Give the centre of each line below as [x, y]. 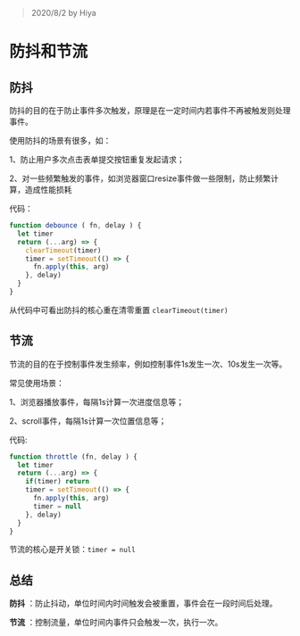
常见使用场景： [37, 383]
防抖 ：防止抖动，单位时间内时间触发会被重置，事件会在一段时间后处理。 [143, 603]
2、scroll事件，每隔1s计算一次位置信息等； [88, 421]
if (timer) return [58, 482]
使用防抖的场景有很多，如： [60, 140]
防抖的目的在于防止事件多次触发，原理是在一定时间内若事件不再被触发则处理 [150, 110]
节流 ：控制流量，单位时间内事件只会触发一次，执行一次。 [116, 623]
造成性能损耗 [48, 190]
